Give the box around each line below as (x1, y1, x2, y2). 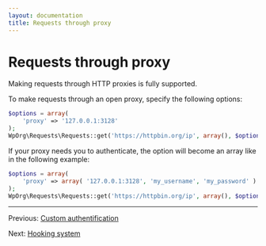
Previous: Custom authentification (8, 214, 119, 223)
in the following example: (8, 154, 90, 164)
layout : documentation (8, 11, 83, 20)
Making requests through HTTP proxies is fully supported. (8, 79, 198, 89)
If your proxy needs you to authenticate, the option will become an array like (8, 146, 256, 155)
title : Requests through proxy (8, 19, 112, 27)
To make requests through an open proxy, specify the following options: (8, 94, 243, 104)
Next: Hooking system (8, 229, 81, 238)
